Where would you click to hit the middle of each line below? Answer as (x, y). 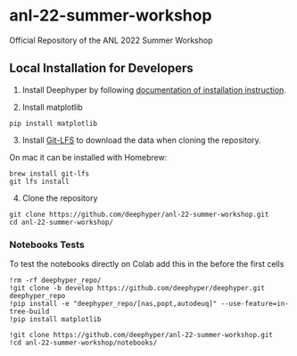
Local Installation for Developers (101, 68)
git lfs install (39, 181)
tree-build (29, 312)
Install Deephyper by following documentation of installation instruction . (154, 89)
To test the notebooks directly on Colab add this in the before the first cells (147, 264)
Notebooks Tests (47, 244)
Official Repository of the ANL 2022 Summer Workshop (111, 40)
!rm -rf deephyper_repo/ (55, 281)
